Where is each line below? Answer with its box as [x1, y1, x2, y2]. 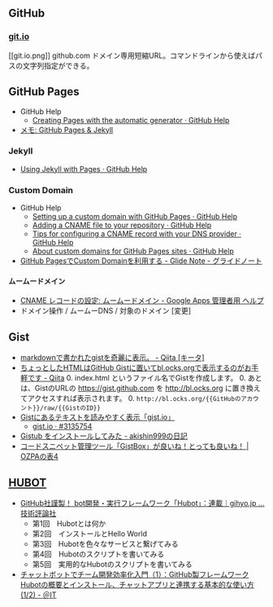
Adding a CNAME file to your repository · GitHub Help [32, 220, 212, 231]
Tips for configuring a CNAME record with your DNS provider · [32, 229, 242, 239]
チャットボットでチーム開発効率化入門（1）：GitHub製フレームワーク [19, 570, 249, 579]
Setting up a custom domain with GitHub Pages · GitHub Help [32, 212, 238, 222]
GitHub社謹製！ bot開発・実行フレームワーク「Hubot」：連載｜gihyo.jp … [19, 498, 265, 508]
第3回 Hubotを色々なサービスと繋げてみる [32, 539, 179, 548]
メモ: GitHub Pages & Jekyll [19, 125, 114, 134]
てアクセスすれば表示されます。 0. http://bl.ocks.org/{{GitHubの [19, 394, 241, 403]
